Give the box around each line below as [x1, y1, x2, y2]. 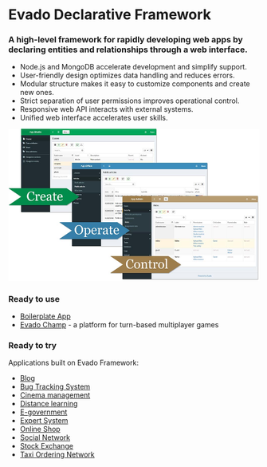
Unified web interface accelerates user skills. [19, 113, 169, 123]
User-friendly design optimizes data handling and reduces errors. [19, 70, 235, 81]
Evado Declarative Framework [8, 6, 211, 24]
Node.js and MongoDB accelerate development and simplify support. [19, 62, 247, 72]
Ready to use [8, 293, 60, 304]
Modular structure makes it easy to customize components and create [19, 79, 251, 89]
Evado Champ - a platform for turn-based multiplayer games [19, 320, 219, 330]
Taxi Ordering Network [19, 449, 95, 460]
